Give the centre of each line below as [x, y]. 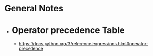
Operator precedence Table [68, 30]
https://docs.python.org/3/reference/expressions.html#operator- [84, 44]
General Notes [34, 8]
